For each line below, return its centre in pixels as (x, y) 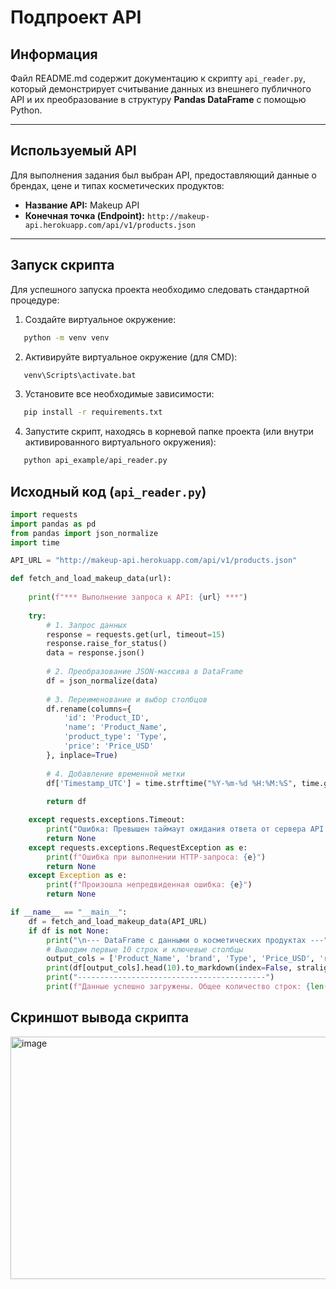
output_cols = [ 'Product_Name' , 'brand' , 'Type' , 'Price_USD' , (180, 959)
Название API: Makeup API (82, 205)
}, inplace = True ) (82, 755)
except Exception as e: (78, 876)
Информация (54, 54)
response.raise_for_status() (107, 644)
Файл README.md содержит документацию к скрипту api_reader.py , (158, 78)
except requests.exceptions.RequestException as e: (138, 847)
